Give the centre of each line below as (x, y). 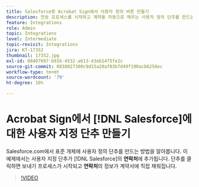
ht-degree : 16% (25, 83)
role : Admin (21, 28)
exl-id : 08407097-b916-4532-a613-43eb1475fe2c (65, 61)
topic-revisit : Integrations (42, 45)
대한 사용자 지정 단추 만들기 (68, 134)
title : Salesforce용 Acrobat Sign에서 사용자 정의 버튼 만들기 (78, 12)
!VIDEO (29, 178)
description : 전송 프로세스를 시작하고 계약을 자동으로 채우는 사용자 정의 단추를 (93, 17)
